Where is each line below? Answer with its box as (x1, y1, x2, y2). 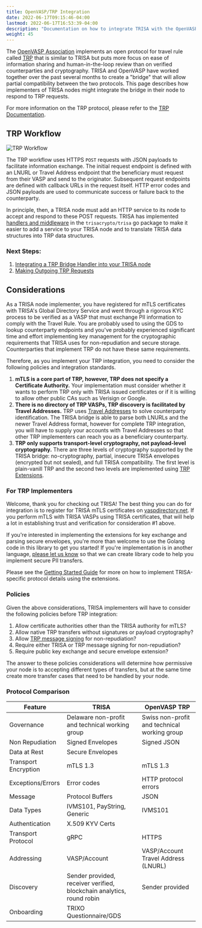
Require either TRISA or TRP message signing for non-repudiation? (14, 641, 181, 648)
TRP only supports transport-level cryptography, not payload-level (14, 440, 186, 447)
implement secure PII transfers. (6, 557, 84, 565)
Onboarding (9, 907, 43, 916)
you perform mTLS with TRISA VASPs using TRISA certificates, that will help (6, 513, 194, 520)
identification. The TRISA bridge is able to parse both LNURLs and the (14, 414, 188, 421)
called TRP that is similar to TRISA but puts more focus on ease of (6, 54, 170, 62)
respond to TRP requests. (6, 93, 70, 100)
